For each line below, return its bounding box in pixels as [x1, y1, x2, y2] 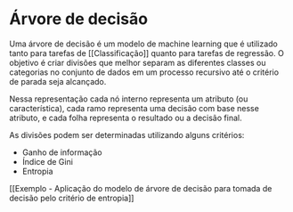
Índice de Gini [21, 156, 74, 167]
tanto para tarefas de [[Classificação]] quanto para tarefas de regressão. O [9, 47, 285, 58]
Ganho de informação [21, 147, 102, 158]
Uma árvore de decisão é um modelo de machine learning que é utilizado [9, 38, 279, 49]
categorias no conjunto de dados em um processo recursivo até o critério [9, 67, 279, 77]
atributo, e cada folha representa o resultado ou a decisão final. [9, 112, 242, 123]
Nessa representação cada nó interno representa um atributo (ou [9, 94, 248, 104]
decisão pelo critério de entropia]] [9, 192, 134, 203]
